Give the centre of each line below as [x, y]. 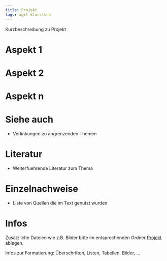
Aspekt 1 [24, 50]
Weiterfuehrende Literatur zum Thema [53, 168]
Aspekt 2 [25, 73]
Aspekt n [25, 96]
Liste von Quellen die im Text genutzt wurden [60, 203]
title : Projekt [21, 10]
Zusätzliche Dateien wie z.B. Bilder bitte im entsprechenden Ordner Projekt [83, 238]
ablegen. [14, 243]
